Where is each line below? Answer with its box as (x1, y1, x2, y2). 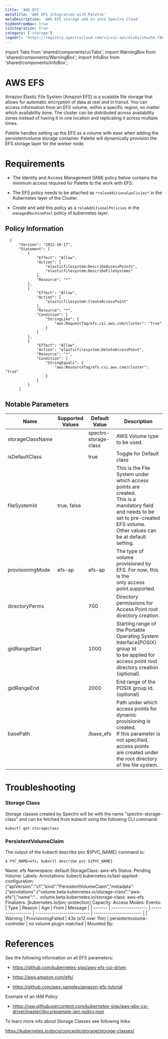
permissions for (116, 600, 153, 607)
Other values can (116, 527, 156, 534)
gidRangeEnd (7, 685, 39, 692)
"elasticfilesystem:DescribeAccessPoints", (45, 264, 137, 269)
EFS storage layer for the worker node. (5, 141, 85, 147)
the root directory (116, 755, 157, 762)
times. (5, 120, 18, 126)
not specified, (116, 736, 149, 743)
